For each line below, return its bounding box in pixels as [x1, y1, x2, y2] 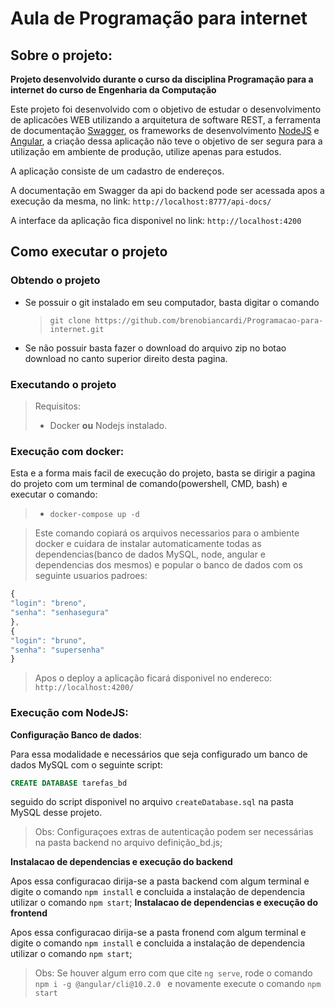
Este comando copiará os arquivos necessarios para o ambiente [34, 527, 300, 539]
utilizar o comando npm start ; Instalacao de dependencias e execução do [10, 897, 318, 909]
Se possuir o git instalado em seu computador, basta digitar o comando [24, 296, 320, 308]
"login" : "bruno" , [10, 635, 87, 646]
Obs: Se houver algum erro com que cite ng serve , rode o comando [34, 967, 313, 979]
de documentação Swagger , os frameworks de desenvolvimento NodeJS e [10, 125, 320, 136]
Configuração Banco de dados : [10, 728, 142, 741]
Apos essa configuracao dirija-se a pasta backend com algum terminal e [10, 875, 310, 887]
